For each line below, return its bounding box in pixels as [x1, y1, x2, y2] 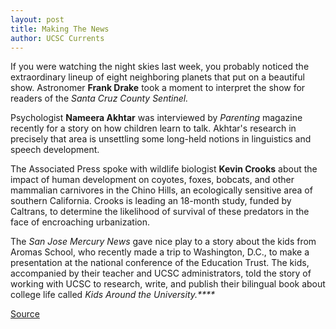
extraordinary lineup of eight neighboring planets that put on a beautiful [10, 71, 305, 83]
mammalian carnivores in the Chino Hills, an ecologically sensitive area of [10, 184, 313, 196]
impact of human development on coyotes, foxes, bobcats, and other [10, 174, 295, 186]
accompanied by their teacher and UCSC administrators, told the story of [10, 267, 312, 280]
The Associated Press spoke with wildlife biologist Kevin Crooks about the [10, 163, 318, 175]
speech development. [10, 144, 100, 156]
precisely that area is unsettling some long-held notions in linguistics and [10, 133, 312, 145]
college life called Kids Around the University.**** [10, 289, 216, 301]
